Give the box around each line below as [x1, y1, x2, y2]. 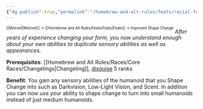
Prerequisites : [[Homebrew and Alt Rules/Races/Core [6, 59, 140, 66]
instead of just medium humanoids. [6, 96, 94, 104]
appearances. [6, 47, 41, 54]
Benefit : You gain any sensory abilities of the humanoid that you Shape [6, 77, 184, 84]
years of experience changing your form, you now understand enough [6, 34, 182, 41]
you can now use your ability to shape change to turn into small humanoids [6, 90, 193, 97]
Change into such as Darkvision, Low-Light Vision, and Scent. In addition [6, 83, 188, 91]
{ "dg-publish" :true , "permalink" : [6, 8, 91, 15]
